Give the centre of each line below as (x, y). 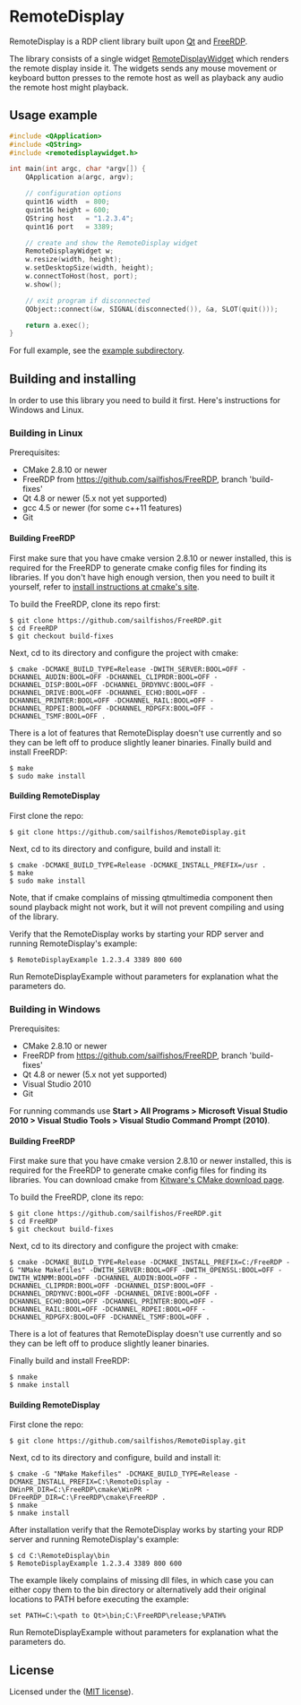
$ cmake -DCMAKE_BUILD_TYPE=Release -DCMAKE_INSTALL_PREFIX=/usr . (138, 865)
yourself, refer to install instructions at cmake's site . (104, 586)
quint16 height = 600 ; (68, 210)
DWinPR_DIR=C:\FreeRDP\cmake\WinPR (76, 1490)
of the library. (34, 917)
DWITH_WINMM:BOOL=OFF (50, 1279)
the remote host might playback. (69, 87)
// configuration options (74, 194)
